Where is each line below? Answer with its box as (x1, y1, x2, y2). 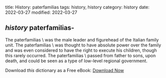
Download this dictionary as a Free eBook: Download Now (5, 67, 124, 73)
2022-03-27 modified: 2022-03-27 (5, 9, 78, 15)
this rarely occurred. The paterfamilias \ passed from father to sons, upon (5, 52, 156, 58)
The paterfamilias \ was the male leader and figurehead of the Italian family (5, 37, 159, 42)
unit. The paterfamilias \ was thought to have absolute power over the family (5, 42, 162, 48)
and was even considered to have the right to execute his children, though (5, 47, 157, 53)
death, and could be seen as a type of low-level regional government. (5, 58, 148, 64)
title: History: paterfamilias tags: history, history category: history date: (5, 4, 150, 10)
